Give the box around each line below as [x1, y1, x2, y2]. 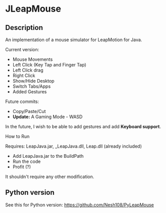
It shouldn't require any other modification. [5, 173, 95, 180]
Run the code [12, 158, 41, 164]
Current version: [5, 47, 39, 52]
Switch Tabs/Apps [12, 83, 51, 89]
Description [5, 23, 43, 32]
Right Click [12, 73, 35, 79]
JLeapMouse [5, 3, 62, 15]
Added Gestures [12, 89, 47, 94]
